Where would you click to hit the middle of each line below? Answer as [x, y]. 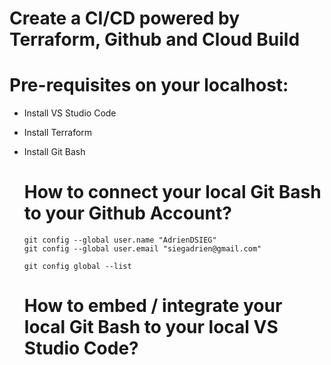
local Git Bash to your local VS [151, 327]
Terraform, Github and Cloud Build [155, 39]
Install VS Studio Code [70, 113]
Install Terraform [58, 133]
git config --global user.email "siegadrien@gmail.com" [142, 249]
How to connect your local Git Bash [172, 192]
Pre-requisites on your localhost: [149, 85]
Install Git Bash [54, 152]
